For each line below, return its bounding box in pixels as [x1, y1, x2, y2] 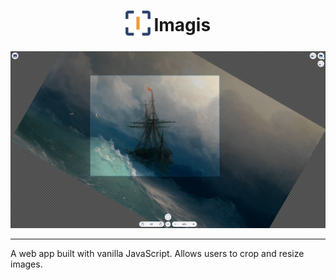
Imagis [153, 14, 212, 37]
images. [10, 258, 43, 270]
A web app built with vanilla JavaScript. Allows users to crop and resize [10, 248, 305, 260]
